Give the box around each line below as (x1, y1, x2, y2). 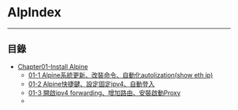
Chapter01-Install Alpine (17, 62, 89, 71)
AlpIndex (7, 4, 62, 21)
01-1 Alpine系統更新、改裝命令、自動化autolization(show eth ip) (28, 70, 213, 79)
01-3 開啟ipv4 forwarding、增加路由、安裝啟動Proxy (28, 88, 181, 97)
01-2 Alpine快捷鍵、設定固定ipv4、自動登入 (28, 79, 155, 88)
